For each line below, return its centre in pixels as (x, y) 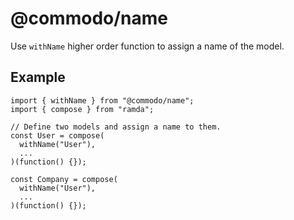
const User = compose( (57, 135)
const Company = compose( (64, 179)
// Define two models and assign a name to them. (116, 127)
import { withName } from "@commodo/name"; (102, 100)
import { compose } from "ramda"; (82, 109)
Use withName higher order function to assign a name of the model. (147, 46)
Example (38, 77)
